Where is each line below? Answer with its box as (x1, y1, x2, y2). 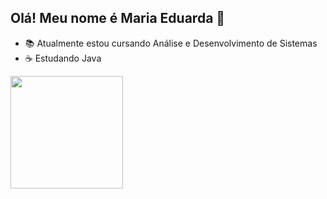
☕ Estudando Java (24, 52, 102, 64)
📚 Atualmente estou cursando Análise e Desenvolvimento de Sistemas (24, 37, 318, 49)
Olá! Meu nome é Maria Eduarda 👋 (10, 10, 226, 27)
